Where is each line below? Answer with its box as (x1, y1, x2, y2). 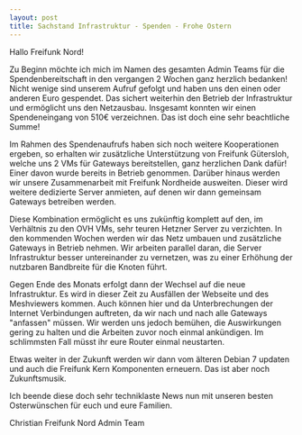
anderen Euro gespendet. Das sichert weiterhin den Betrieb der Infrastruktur (9, 92, 293, 104)
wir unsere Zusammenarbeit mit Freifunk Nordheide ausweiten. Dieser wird (9, 177, 288, 187)
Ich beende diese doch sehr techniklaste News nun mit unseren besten (9, 390, 273, 401)
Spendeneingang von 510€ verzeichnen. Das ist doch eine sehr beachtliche (9, 112, 290, 122)
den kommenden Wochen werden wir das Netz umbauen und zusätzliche (9, 232, 282, 243)
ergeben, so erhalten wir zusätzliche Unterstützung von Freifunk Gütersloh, (9, 148, 289, 159)
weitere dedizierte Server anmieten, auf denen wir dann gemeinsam (9, 186, 261, 197)
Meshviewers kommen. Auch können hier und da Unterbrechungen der (9, 298, 273, 309)
